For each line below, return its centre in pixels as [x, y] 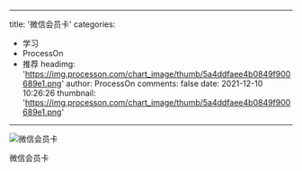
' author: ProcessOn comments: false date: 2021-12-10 [162, 83]
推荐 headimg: [49, 64]
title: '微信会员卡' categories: [62, 24]
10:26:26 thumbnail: [59, 93]
